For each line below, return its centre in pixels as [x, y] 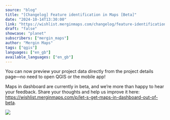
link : [11, 24]
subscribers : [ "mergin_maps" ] [37, 38]
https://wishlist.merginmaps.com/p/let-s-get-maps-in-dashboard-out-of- [82, 97]
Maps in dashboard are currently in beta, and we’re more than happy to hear [85, 87]
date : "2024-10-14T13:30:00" [36, 19]
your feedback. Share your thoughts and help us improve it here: [73, 92]
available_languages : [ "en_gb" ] [39, 57]
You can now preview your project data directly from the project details [79, 71]
